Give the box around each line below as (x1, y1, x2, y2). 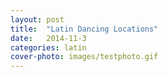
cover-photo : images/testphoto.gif (10, 52, 159, 62)
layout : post (10, 14, 65, 25)
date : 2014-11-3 (10, 33, 87, 43)
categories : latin (10, 42, 87, 53)
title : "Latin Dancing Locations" (10, 24, 159, 34)
